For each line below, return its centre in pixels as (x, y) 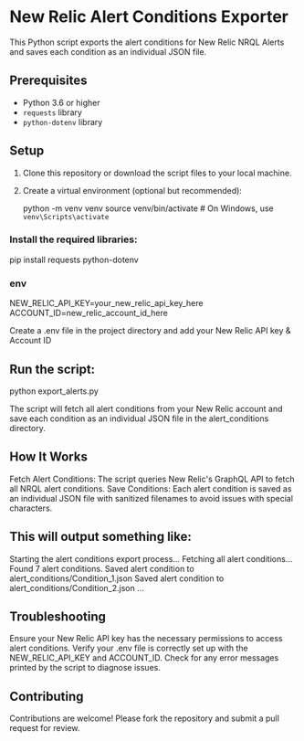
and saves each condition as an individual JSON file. (108, 51)
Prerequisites (48, 81)
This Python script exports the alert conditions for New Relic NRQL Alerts (147, 42)
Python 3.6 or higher (61, 102)
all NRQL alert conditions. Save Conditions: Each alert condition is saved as (151, 488)
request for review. (45, 728)
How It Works (49, 457)
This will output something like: (100, 537)
